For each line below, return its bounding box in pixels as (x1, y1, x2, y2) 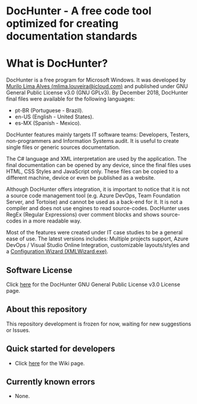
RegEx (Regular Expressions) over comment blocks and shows (6, 211, 160, 218)
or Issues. (6, 326, 31, 334)
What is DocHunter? (6, 57, 108, 70)
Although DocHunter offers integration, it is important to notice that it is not (6, 186, 190, 193)
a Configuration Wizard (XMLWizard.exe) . (6, 248, 109, 255)
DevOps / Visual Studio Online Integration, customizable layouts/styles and (6, 242, 190, 249)
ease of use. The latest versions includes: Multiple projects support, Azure (6, 235, 189, 242)
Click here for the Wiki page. (14, 359, 85, 367)
